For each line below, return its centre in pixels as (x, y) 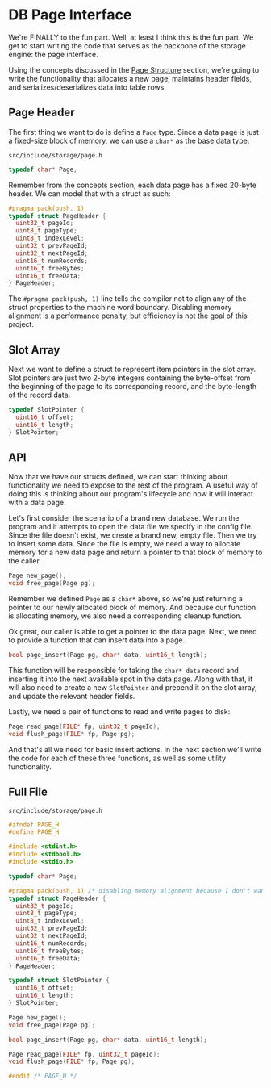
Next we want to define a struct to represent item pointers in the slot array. (132, 370)
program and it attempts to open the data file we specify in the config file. (131, 527)
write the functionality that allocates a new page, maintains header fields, (130, 78)
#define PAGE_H (34, 832)
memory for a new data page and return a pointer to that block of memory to (135, 552)
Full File (28, 792)
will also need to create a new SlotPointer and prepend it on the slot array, (133, 687)
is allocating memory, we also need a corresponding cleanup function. (125, 616)
